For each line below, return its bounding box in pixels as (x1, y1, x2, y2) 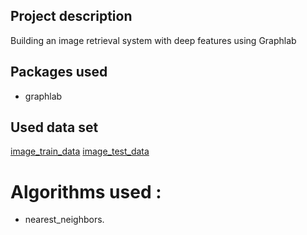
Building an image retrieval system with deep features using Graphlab (10, 34, 297, 46)
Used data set (10, 119, 99, 136)
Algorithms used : (10, 180, 162, 203)
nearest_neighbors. (24, 214, 105, 226)
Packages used (10, 64, 108, 81)
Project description (10, 8, 133, 25)
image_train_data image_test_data (10, 145, 150, 158)
